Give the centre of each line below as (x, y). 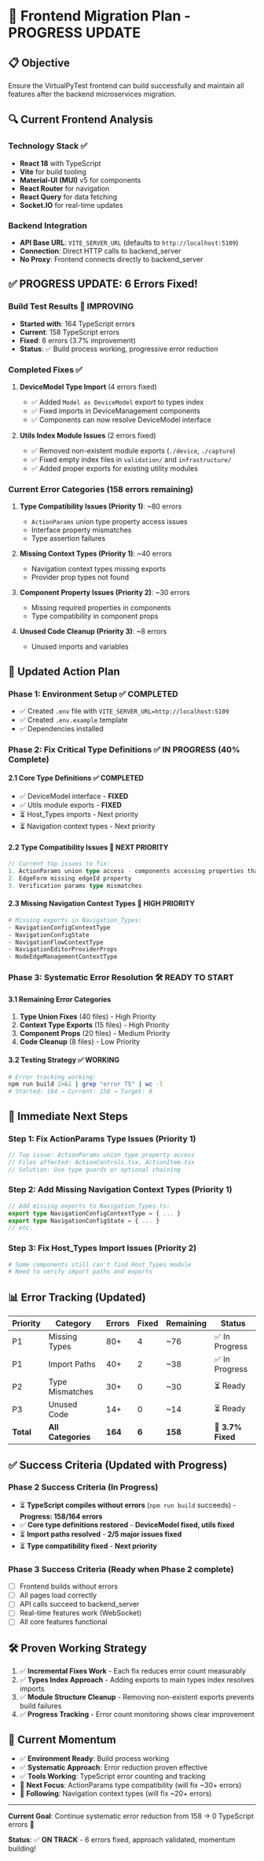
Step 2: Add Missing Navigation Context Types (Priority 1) (120, 1189)
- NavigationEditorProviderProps (63, 949)
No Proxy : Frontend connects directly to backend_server (111, 259)
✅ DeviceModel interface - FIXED (74, 796)
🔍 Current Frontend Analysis (81, 120)
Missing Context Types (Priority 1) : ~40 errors (96, 553)
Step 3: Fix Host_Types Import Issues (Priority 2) (103, 1249)
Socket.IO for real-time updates (71, 205)
